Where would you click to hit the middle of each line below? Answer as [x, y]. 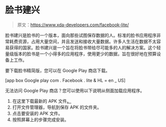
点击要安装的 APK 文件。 [37, 113]
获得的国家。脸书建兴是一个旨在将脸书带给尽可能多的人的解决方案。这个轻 [85, 47]
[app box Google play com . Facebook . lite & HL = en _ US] [65, 80]
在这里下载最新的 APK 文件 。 [42, 101]
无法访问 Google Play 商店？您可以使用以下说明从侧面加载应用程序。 [75, 90]
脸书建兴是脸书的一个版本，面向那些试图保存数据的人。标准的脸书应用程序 [81, 35]
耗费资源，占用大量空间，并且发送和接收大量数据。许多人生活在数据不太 [83, 41]
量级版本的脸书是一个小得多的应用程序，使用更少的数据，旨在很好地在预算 [81, 54]
